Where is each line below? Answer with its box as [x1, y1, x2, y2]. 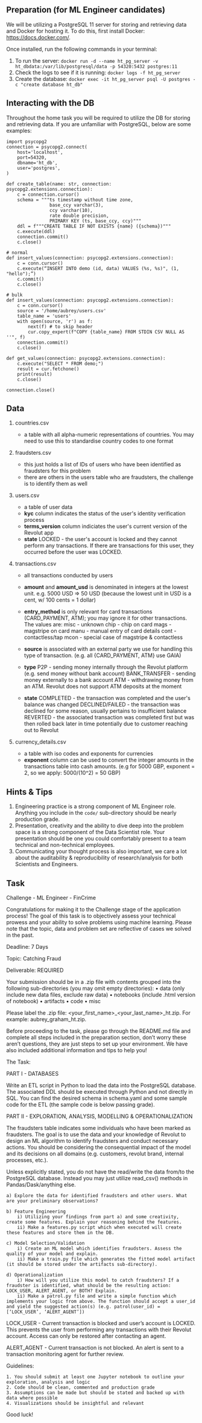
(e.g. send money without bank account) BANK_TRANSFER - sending [24, 670, 196, 677]
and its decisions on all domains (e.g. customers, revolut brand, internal [6, 1150, 184, 1157]
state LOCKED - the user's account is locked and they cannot [24, 536, 177, 543]
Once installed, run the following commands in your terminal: [6, 45, 157, 53]
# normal [6, 249, 28, 255]
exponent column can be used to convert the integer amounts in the [24, 756, 194, 763]
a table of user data [24, 504, 73, 511]
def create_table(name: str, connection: [6, 181, 112, 187]
